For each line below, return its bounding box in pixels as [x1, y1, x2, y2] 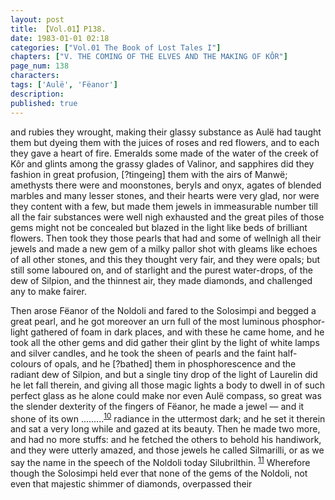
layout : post [10, 14, 65, 25]
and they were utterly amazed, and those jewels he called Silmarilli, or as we [10, 444, 325, 456]
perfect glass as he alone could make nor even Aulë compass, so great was [10, 389, 322, 401]
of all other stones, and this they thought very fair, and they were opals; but [10, 253, 321, 265]
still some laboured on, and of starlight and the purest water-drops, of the [10, 264, 313, 276]
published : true [10, 98, 78, 108]
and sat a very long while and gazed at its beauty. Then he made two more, [10, 423, 321, 435]
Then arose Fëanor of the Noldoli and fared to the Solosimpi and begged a [10, 304, 317, 316]
